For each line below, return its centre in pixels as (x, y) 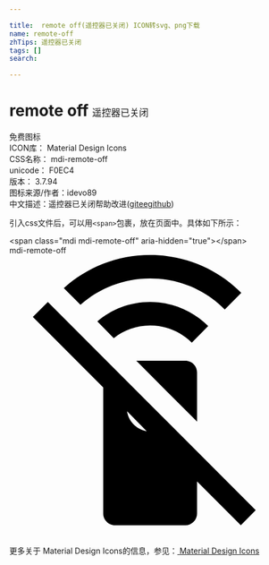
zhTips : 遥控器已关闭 (46, 42)
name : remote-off (42, 34)
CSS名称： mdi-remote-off (59, 159)
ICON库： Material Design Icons (68, 148)
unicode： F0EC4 (42, 170)
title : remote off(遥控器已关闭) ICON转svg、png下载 (105, 25)
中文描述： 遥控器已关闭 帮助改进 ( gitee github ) (92, 204)
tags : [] (25, 50)
